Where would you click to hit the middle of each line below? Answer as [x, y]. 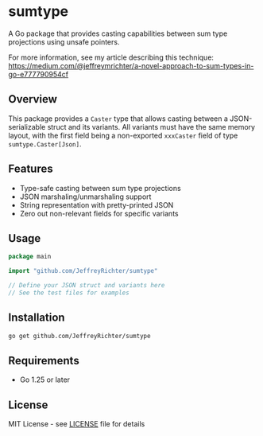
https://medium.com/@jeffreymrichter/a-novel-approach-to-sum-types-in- [131, 65]
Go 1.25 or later [44, 380]
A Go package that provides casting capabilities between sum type [118, 33]
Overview [33, 99]
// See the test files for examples [69, 293]
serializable [27, 127]
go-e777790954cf [39, 74]
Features [31, 169]
